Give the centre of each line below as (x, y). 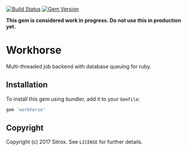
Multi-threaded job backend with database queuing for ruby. (79, 66)
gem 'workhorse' (26, 109)
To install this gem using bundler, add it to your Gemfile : (73, 99)
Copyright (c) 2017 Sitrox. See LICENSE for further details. (75, 142)
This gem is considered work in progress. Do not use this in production (93, 20)
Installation (27, 85)
